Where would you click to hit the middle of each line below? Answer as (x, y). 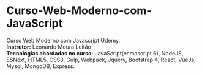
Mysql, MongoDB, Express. (41, 66)
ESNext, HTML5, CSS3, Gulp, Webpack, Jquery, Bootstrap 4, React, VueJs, (101, 60)
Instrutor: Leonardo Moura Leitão (49, 47)
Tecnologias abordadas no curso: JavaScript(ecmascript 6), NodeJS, (95, 53)
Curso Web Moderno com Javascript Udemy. (63, 40)
